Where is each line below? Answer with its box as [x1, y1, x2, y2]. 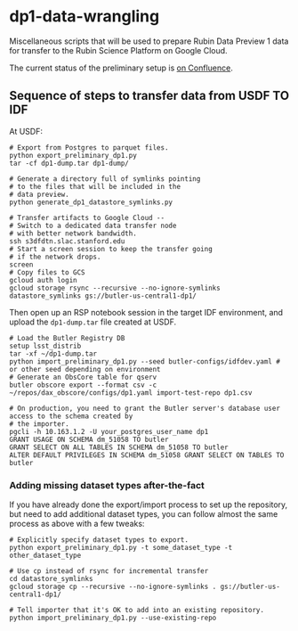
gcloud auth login [9, 275, 77, 284]
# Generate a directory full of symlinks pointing [9, 174, 201, 184]
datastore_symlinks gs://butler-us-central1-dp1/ [9, 291, 197, 300]
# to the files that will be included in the [9, 182, 181, 191]
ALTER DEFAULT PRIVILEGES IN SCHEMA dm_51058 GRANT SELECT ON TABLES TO [9, 450, 285, 460]
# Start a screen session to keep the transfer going [9, 244, 213, 253]
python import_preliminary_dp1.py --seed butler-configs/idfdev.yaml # [9, 356, 280, 366]
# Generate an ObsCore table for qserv [9, 373, 157, 381]
